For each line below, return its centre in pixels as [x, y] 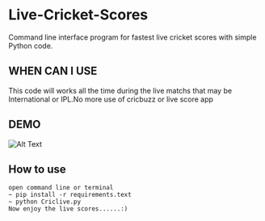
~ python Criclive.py [45, 202]
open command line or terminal [61, 188]
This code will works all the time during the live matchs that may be [120, 90]
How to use [37, 169]
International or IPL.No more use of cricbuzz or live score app [111, 99]
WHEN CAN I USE [53, 71]
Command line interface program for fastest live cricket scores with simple [132, 37]
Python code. [31, 45]
